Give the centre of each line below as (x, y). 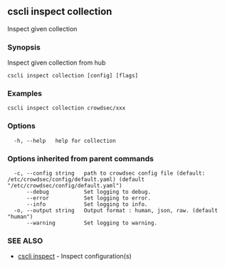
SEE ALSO (25, 241)
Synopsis (24, 47)
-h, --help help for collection (65, 141)
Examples (25, 94)
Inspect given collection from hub (57, 62)
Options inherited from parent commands (81, 158)
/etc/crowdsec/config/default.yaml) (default (76, 180)
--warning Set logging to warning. (92, 223)
